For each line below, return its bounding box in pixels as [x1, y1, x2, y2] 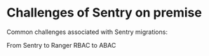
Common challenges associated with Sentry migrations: [6, 28, 168, 36]
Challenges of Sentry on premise [6, 5, 203, 21]
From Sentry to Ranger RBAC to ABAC [6, 41, 116, 49]
